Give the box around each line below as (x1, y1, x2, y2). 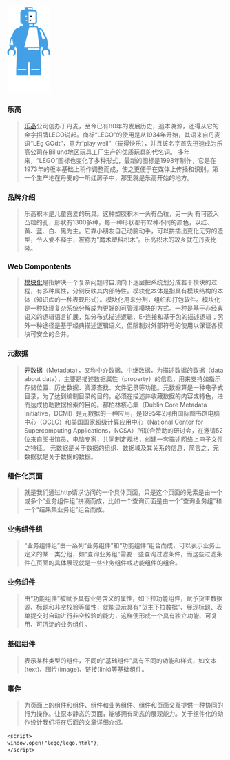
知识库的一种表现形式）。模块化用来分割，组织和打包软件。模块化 (36, 295, 220, 304)
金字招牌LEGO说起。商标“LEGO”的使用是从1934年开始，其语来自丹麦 (23, 130, 221, 139)
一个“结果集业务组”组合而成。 (23, 505, 109, 514)
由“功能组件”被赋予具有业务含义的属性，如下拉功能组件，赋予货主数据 (23, 594, 223, 603)
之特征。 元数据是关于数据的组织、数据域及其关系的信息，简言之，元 (23, 443, 219, 451)
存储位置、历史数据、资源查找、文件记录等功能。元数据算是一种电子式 (23, 383, 224, 391)
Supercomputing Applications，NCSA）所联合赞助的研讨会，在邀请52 (23, 426, 223, 434)
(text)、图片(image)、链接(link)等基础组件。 (23, 665, 148, 673)
